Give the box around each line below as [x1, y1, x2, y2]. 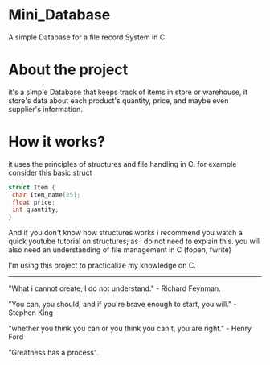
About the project [8, 60, 129, 79]
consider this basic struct [8, 168, 92, 177]
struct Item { [8, 183, 56, 191]
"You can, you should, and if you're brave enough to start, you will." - [8, 300, 237, 309]
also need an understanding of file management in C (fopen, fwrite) [8, 245, 231, 255]
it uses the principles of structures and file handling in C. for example [8, 159, 237, 168]
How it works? [8, 133, 106, 151]
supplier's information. [8, 104, 83, 114]
